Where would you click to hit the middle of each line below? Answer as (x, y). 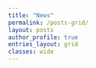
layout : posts (31, 30)
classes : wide (31, 52)
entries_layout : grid (43, 45)
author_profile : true (43, 37)
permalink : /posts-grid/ (48, 23)
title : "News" (31, 15)
